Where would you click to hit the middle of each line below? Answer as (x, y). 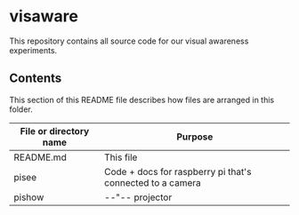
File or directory (55, 131)
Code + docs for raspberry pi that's (178, 171)
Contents (36, 79)
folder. (21, 109)
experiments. (33, 50)
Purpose (195, 137)
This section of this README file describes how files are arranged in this (141, 100)
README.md (40, 157)
